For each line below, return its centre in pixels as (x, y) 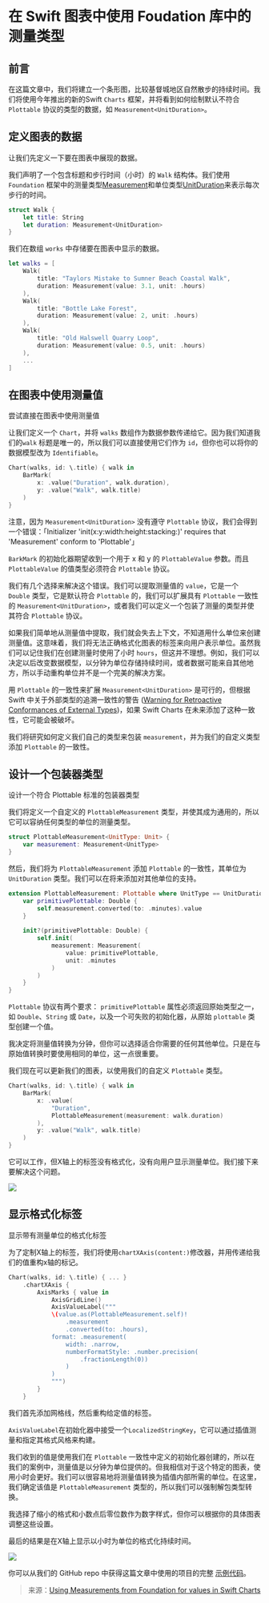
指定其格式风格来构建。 (61, 1440)
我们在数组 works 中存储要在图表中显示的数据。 (86, 248)
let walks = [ (32, 264)
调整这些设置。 (33, 1524)
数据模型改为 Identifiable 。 (55, 452)
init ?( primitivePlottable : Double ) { (86, 931)
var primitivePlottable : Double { (80, 901)
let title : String (53, 217)
